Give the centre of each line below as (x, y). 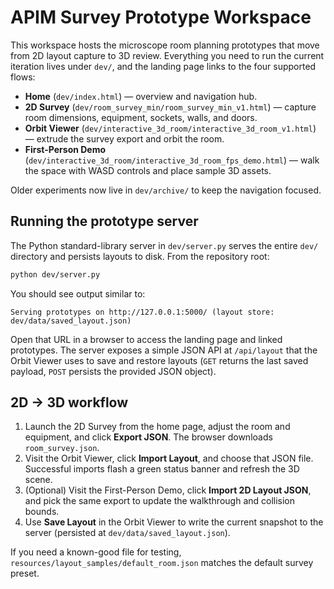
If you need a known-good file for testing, (96, 552)
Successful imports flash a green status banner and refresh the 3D (162, 469)
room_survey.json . (62, 448)
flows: (23, 77)
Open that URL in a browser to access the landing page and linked (146, 339)
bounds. (42, 512)
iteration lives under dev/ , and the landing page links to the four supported (163, 66)
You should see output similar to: (78, 293)
